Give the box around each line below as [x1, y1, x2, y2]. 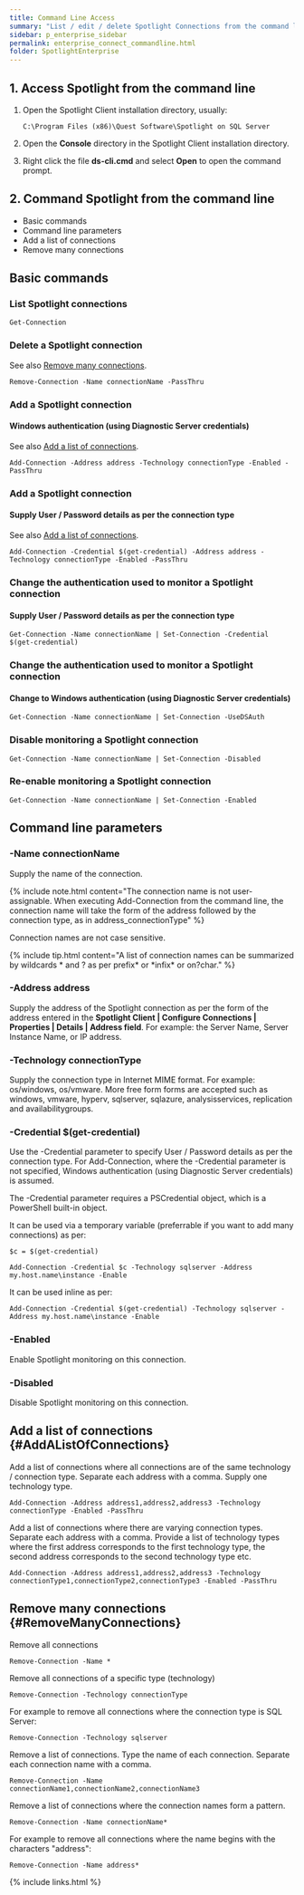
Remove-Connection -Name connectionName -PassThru [9, 377, 204, 386]
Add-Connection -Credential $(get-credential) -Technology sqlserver [9, 1304, 278, 1313]
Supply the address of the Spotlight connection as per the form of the [9, 1002, 269, 1013]
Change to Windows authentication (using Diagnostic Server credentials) [9, 692, 291, 703]
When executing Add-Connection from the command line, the [53, 895, 284, 906]
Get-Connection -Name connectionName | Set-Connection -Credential [9, 630, 270, 640]
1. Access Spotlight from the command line [9, 81, 256, 96]
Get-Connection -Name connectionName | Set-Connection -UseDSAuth [9, 713, 265, 722]
